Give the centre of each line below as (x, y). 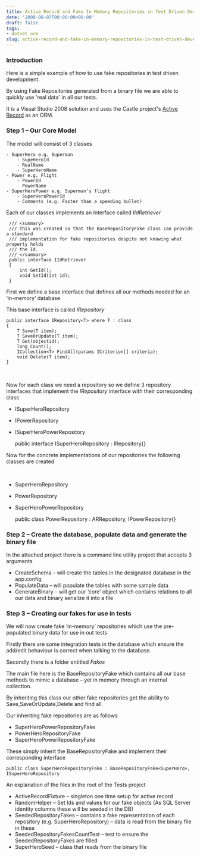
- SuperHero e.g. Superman (40, 154)
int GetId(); (35, 270)
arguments (19, 561)
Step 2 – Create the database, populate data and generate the (97, 535)
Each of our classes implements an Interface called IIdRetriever (84, 213)
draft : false (22, 23)
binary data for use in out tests (70, 633)
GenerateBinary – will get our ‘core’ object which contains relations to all (103, 591)
